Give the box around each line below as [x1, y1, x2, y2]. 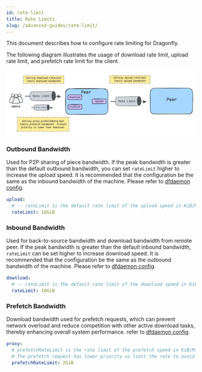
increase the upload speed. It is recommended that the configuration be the [6, 171, 194, 178]
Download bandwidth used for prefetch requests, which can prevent [6, 316, 176, 323]
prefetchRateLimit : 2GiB [11, 359, 74, 366]
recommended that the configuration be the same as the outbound [6, 256, 171, 264]
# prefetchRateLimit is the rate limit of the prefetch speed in [11, 347, 179, 353]
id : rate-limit [6, 10, 44, 16]
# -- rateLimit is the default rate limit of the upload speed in [11, 203, 182, 209]
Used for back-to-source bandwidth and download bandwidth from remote [6, 237, 192, 245]
